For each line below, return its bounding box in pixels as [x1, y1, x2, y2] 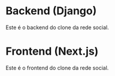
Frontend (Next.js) [5, 45, 99, 58]
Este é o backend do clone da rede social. [5, 24, 109, 31]
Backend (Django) [5, 4, 97, 18]
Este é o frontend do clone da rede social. [5, 64, 109, 71]
